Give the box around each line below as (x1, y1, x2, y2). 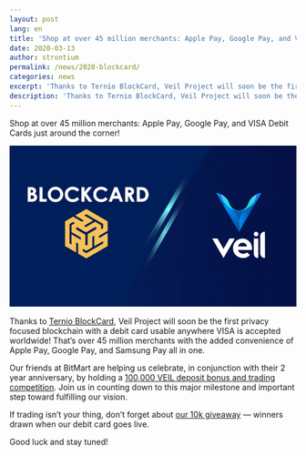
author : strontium (9, 53, 79, 63)
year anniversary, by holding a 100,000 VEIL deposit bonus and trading (9, 372, 276, 383)
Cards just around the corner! (9, 127, 120, 138)
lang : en (9, 24, 43, 34)
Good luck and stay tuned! (9, 437, 109, 448)
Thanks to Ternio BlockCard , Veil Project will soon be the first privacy (9, 316, 270, 327)
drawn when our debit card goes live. (9, 419, 150, 430)
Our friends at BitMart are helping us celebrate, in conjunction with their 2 (9, 362, 286, 373)
